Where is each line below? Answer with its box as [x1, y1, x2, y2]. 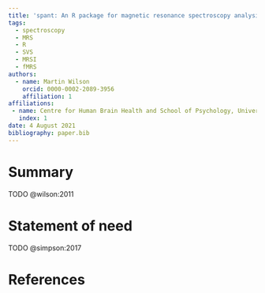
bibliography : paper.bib [8, 129, 90, 137]
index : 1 [18, 115, 47, 122]
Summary [8, 163, 73, 181]
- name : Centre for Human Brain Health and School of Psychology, [11, 107, 235, 115]
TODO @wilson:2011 [8, 189, 74, 198]
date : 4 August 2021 [8, 122, 77, 130]
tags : [8, 19, 26, 27]
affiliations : [8, 100, 55, 107]
